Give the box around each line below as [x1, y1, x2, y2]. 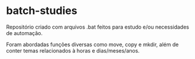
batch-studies [6, 4, 78, 18]
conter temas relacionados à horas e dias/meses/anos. [6, 47, 140, 54]
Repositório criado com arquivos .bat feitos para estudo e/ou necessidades [6, 23, 189, 30]
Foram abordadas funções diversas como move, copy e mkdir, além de [6, 41, 179, 48]
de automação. [6, 29, 43, 36]
